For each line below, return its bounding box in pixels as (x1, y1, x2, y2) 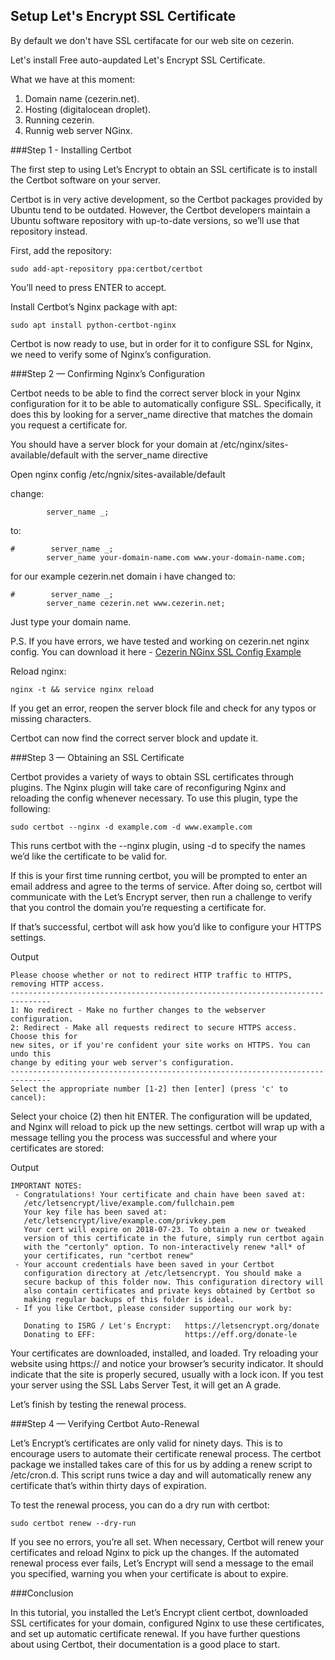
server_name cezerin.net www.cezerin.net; (46, 598, 226, 608)
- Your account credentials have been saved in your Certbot (14, 1259, 275, 1269)
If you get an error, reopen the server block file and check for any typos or (10, 702, 317, 714)
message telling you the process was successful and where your (10, 1131, 278, 1143)
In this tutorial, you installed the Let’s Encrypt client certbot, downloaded (10, 1606, 309, 1618)
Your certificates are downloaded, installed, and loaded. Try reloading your (10, 1347, 319, 1359)
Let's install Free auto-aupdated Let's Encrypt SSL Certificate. (10, 54, 266, 66)
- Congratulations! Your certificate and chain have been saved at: (14, 1189, 307, 1199)
